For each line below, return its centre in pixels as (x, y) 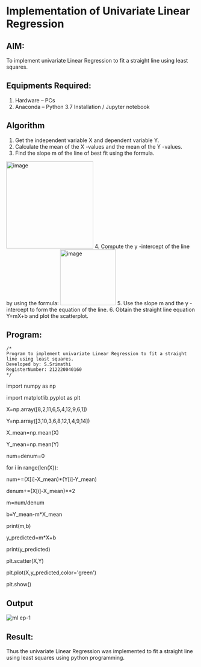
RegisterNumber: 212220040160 (44, 370)
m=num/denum (25, 503)
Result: (20, 637)
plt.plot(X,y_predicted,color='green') (51, 572)
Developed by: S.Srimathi (39, 365)
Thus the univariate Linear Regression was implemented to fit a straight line (100, 651)
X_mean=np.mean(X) (32, 433)
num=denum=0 (26, 456)
